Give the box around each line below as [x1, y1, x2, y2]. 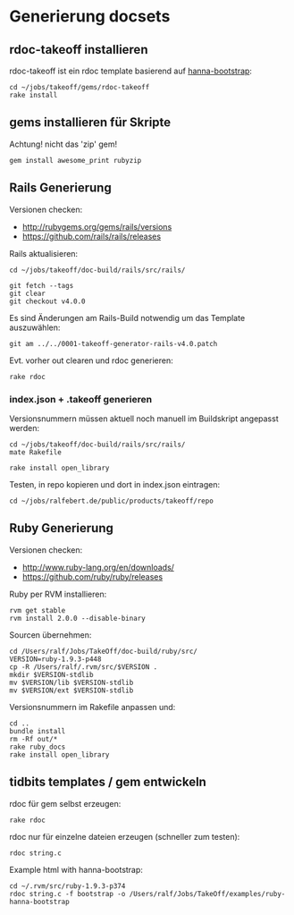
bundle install [9, 726, 66, 735]
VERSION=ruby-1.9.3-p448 [9, 655, 102, 664]
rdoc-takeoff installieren [9, 42, 148, 57]
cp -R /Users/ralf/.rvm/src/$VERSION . [9, 662, 158, 672]
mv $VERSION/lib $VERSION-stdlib [9, 678, 134, 687]
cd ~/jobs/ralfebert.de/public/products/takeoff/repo [9, 496, 214, 505]
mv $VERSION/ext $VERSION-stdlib [9, 686, 134, 695]
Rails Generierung [9, 181, 112, 196]
